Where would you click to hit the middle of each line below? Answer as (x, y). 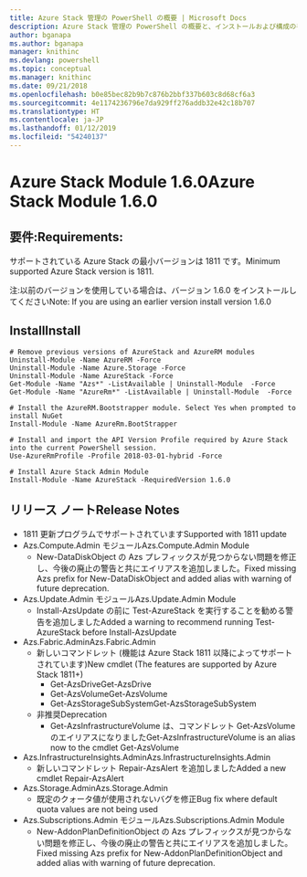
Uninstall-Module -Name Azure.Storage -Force (97, 368)
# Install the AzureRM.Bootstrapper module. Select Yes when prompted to (153, 407)
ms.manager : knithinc (51, 78)
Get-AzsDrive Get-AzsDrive (101, 684)
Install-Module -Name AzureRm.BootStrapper (94, 424)
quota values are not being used (97, 808)
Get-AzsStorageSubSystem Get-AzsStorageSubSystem (153, 703)
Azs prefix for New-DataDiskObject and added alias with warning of (164, 578)
